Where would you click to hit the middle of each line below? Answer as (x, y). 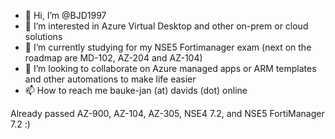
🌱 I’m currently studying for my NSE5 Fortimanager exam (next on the (168, 47)
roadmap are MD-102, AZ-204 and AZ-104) (113, 58)
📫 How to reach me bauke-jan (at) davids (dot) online (136, 90)
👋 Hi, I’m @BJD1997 (65, 15)
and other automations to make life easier (110, 79)
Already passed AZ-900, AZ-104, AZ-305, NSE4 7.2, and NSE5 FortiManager (167, 113)
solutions (43, 36)
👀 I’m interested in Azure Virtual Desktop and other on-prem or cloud (166, 26)
